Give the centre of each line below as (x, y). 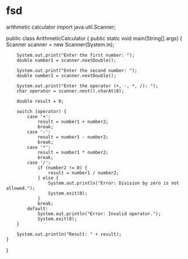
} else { (48, 178)
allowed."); (20, 188)
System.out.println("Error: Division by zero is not (114, 183)
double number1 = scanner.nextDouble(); (66, 60)
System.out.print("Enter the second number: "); (77, 70)
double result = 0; (40, 101)
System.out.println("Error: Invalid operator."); (99, 214)
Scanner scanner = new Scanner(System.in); (60, 44)
